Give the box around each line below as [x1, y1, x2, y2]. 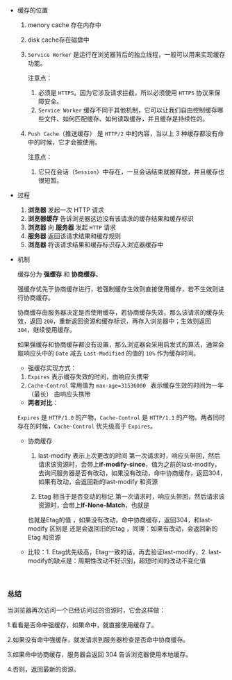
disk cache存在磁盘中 [27, 35, 90, 44]
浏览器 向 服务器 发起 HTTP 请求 [27, 223, 116, 231]
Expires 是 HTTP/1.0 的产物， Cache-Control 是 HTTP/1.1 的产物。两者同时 [17, 413, 226, 422]
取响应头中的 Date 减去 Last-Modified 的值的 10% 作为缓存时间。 [17, 349, 200, 357]
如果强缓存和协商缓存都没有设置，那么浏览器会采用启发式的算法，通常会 [17, 340, 224, 349]
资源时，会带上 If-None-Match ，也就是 [38, 501, 150, 509]
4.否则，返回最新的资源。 [7, 665, 80, 674]
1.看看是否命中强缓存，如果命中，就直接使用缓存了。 [7, 621, 158, 629]
